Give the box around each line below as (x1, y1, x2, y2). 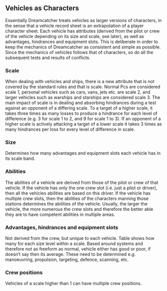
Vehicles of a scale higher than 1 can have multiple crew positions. (5, 280, 142, 286)
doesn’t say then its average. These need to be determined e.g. (5, 251, 136, 257)
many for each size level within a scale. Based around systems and (5, 240, 143, 246)
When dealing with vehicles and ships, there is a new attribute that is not (5, 79, 154, 85)
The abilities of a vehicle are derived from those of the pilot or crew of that (5, 179, 158, 185)
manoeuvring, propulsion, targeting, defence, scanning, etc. (5, 256, 129, 262)
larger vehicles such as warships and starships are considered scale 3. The (5, 95, 160, 101)
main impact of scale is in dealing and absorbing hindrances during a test (5, 100, 156, 106)
